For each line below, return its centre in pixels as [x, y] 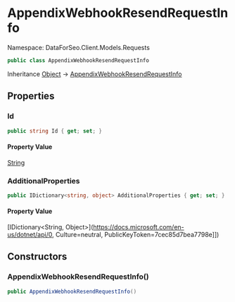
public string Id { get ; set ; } [55, 131]
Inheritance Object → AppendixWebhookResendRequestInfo [95, 74]
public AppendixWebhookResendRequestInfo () [72, 291]
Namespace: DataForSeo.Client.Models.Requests [78, 47]
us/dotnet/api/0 [30, 234]
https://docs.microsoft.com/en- [139, 226]
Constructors [37, 256]
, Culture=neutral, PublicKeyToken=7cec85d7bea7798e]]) [135, 234]
